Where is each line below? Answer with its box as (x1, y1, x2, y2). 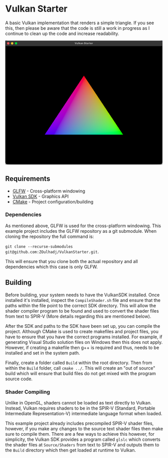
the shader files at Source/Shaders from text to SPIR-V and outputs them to (5, 441, 159, 447)
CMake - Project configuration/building (12, 198, 94, 205)
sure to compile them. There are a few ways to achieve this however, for (5, 431, 155, 437)
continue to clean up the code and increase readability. (5, 30, 120, 36)
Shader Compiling (5, 388, 50, 395)
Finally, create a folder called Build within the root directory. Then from (5, 360, 152, 366)
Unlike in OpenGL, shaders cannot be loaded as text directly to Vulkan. (5, 399, 152, 405)
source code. (5, 376, 33, 382)
